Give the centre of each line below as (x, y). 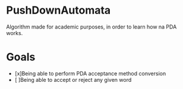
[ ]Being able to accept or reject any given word (73, 80)
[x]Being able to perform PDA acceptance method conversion (90, 73)
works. (15, 33)
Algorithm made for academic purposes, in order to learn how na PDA (91, 27)
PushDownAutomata (59, 10)
